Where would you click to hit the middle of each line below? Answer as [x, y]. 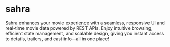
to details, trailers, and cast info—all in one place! [57, 39]
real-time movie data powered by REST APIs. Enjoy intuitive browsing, [79, 28]
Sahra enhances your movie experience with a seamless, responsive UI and [85, 23]
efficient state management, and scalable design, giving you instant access [85, 33]
